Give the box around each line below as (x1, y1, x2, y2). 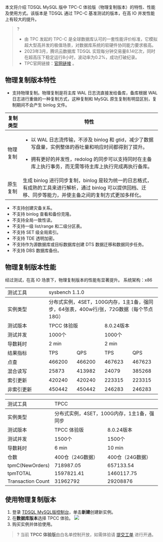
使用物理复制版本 (5, 495, 56, 504)
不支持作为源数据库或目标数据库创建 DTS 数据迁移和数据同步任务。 (12, 241, 147, 247)
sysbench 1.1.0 (49, 289, 85, 296)
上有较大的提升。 (5, 17, 39, 22)
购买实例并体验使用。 (12, 522, 55, 527)
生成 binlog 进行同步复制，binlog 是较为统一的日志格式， (22, 177, 152, 184)
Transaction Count (7, 478, 50, 485)
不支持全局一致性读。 (12, 217, 55, 223)
